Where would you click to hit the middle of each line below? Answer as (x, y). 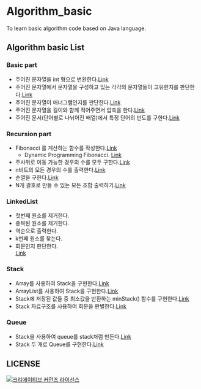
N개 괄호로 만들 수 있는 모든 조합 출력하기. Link (71, 185)
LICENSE (24, 364)
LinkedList (22, 201)
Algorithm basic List (46, 48)
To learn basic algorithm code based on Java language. (76, 28)
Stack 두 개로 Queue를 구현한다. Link (59, 344)
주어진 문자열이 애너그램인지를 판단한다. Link (68, 102)
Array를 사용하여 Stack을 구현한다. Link (62, 283)
